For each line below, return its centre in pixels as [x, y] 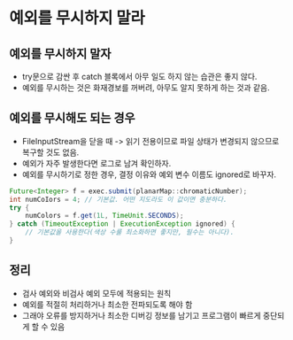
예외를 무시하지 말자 [60, 54]
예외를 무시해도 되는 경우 [72, 118]
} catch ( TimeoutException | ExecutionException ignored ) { [123, 224]
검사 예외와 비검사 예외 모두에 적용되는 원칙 [96, 293]
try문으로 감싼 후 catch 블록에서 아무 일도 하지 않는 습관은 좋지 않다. [139, 77]
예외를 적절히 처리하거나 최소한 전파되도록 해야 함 [107, 304]
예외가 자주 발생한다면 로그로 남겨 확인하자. [96, 163]
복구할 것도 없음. [50, 152]
